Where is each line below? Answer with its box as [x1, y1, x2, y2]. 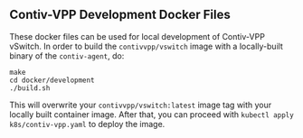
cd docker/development [9, 76, 95, 85]
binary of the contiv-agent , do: [9, 50, 125, 61]
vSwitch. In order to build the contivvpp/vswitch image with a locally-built [9, 41, 283, 51]
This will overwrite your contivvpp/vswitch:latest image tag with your [9, 99, 272, 110]
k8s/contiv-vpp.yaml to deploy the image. [9, 118, 166, 129]
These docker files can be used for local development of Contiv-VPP [9, 31, 265, 41]
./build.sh [9, 83, 51, 93]
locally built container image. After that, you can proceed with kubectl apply [9, 108, 294, 120]
